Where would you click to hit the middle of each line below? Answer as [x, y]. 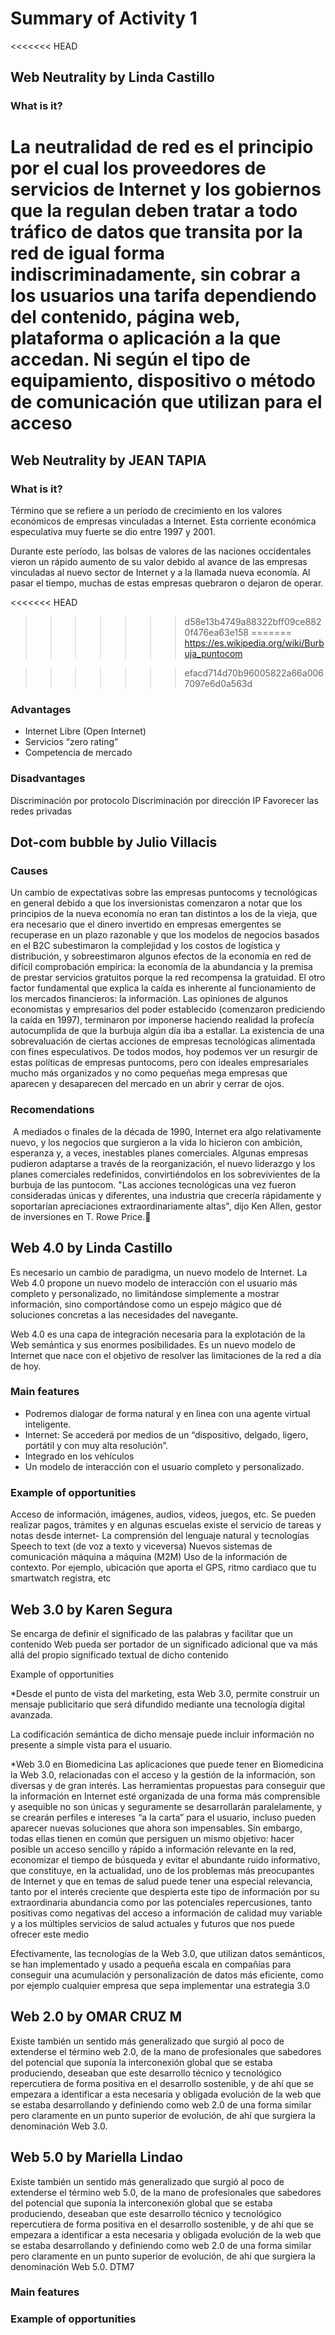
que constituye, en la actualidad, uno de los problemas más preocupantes [162, 1870]
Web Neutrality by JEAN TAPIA [108, 460]
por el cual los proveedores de [138, 168]
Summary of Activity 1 [104, 18]
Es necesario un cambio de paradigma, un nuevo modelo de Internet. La [159, 1272]
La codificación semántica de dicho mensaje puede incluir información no [162, 1734]
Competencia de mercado [78, 753]
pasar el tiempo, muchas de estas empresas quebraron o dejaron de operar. [167, 583]
